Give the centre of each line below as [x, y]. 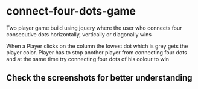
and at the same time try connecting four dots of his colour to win [88, 59]
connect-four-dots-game [71, 11]
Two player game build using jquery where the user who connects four [94, 28]
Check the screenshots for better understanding [99, 78]
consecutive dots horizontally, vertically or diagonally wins [79, 34]
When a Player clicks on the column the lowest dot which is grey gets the [97, 46]
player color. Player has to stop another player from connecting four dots [97, 52]
